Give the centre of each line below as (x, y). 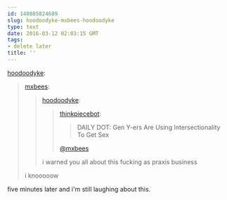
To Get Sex (93, 135)
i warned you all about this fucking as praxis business (120, 161)
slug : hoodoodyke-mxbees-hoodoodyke (61, 20)
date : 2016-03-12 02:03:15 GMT (53, 33)
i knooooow (41, 175)
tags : (15, 40)
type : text (23, 27)
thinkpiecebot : (80, 114)
